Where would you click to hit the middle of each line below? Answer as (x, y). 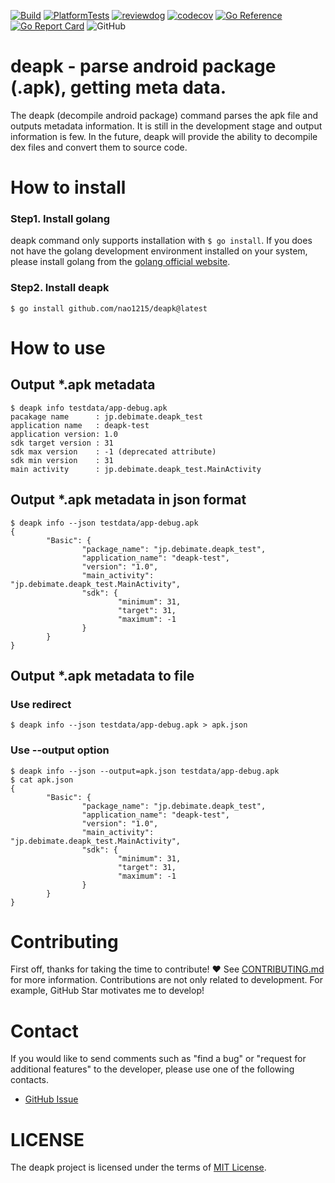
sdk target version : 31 (62, 443)
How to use (58, 347)
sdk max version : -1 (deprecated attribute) (113, 451)
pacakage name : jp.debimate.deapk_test (106, 416)
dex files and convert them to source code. (99, 147)
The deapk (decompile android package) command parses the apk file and (164, 115)
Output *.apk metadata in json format (128, 500)
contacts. (30, 1080)
